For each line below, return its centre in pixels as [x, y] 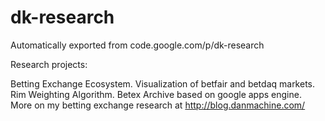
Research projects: [49, 64]
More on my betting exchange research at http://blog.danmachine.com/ [158, 105]
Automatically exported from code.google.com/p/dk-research [137, 45]
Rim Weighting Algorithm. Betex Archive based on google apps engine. [156, 94]
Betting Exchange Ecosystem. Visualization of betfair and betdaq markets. [163, 83]
